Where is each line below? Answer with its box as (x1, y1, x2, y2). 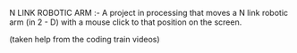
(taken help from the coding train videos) (9, 34, 160, 44)
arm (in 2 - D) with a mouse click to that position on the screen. (9, 17, 242, 27)
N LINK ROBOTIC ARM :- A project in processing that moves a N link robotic (9, 8, 289, 18)
